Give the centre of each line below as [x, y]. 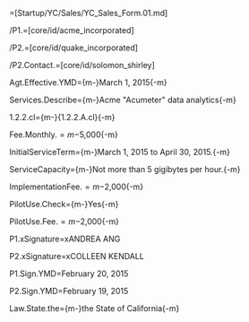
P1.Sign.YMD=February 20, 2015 [69, 274]
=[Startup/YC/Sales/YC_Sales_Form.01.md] [89, 13]
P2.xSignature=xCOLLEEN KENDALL [77, 256]
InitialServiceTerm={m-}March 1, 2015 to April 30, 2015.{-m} [120, 152]
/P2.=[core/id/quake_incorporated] [74, 48]
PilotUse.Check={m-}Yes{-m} [64, 204]
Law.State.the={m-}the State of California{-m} [94, 308]
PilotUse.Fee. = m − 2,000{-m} [64, 222]
